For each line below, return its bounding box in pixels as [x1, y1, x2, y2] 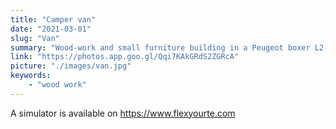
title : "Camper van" [10, 14, 97, 25]
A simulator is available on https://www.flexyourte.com [10, 107, 236, 119]
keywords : [10, 71, 52, 81]
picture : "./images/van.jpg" [10, 61, 132, 71]
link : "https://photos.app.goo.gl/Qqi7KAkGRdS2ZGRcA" [10, 52, 240, 62]
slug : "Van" [10, 33, 60, 43]
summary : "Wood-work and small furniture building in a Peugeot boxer [10, 42, 311, 53]
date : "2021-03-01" [10, 24, 92, 34]
